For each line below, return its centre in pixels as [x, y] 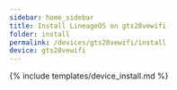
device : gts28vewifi [48, 51]
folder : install [40, 34]
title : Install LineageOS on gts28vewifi [88, 26]
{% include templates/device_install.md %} [89, 76]
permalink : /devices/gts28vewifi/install [88, 42]
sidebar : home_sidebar [52, 17]
